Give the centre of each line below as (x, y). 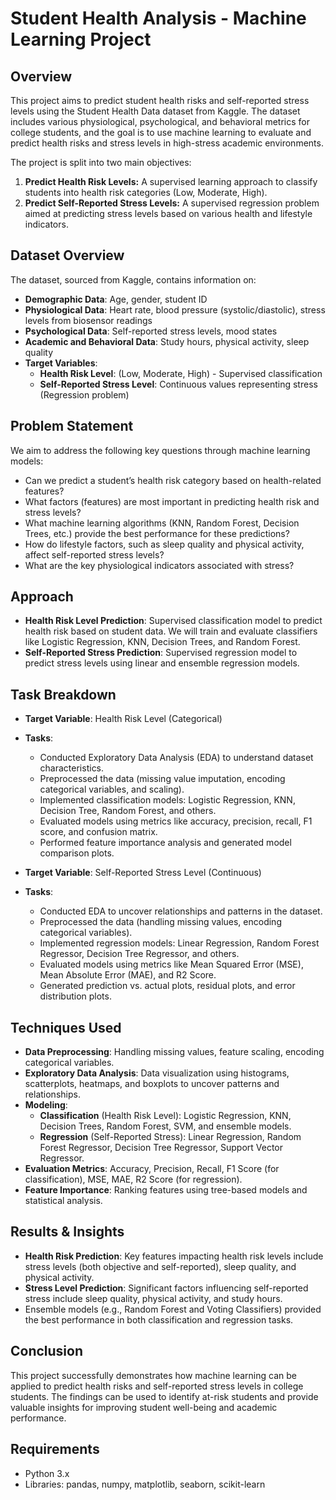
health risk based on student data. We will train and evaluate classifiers (171, 631)
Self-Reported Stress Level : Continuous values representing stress (178, 384)
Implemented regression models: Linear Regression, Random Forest (179, 943)
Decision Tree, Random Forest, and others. (128, 811)
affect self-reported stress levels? (94, 554)
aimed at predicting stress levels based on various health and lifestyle (168, 213)
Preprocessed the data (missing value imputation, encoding (162, 779)
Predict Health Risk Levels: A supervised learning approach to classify (171, 181)
